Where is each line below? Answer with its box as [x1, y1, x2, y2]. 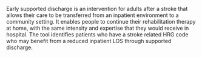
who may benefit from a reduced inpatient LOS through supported [6, 38, 172, 44]
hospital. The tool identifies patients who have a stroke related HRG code [6, 31, 189, 38]
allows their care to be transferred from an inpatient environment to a [6, 12, 179, 19]
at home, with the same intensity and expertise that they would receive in [6, 24, 189, 32]
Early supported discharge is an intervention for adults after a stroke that [6, 5, 188, 12]
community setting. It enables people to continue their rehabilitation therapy [6, 18, 196, 25]
